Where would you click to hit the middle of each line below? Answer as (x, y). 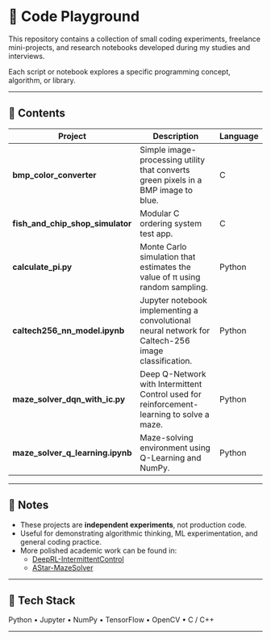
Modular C (160, 213)
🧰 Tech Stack (42, 600)
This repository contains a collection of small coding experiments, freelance (134, 39)
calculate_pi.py (42, 267)
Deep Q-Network (173, 373)
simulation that (168, 256)
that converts (165, 170)
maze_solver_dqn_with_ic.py (69, 399)
